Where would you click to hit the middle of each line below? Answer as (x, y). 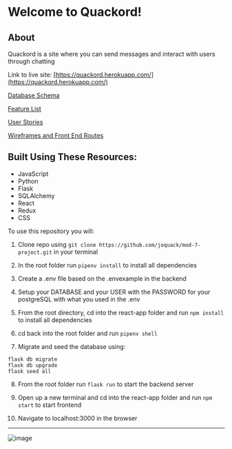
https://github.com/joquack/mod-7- (150, 245)
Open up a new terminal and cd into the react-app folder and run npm (115, 397)
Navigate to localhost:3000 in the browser (77, 418)
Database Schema (34, 95)
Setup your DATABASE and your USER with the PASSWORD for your (114, 292)
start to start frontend (50, 405)
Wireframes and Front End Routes (56, 136)
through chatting (31, 61)
